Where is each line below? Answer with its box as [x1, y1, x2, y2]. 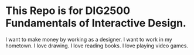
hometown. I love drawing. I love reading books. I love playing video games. [5, 42, 189, 49]
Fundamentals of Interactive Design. [5, 16, 187, 30]
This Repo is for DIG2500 [5, 4, 130, 18]
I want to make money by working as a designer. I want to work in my [5, 36, 172, 43]
